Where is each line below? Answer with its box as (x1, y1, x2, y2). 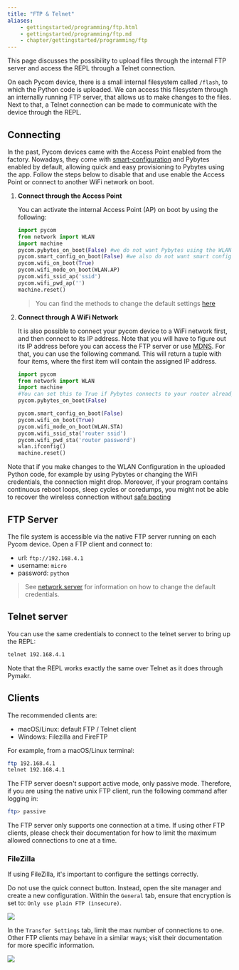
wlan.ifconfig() (17, 443, 66, 450)
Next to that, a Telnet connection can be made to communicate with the (7, 100, 218, 109)
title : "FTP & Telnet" (7, 10, 75, 18)
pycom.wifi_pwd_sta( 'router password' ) (17, 436, 137, 443)
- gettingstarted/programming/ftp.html (20, 23, 139, 31)
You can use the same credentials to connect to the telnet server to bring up (7, 629, 231, 638)
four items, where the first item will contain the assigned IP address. (17, 357, 217, 365)
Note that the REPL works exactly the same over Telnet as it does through (7, 663, 223, 673)
